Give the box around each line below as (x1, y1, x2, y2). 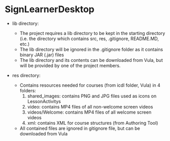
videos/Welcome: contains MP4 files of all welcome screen (27, 109, 152, 115)
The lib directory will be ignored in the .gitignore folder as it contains (19, 46, 163, 52)
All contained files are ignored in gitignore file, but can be (19, 125, 140, 131)
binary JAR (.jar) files (19, 52, 64, 58)
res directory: (12, 72, 41, 78)
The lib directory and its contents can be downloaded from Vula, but (19, 57, 163, 63)
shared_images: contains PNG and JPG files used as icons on (27, 93, 157, 99)
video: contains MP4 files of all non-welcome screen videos (27, 103, 153, 110)
